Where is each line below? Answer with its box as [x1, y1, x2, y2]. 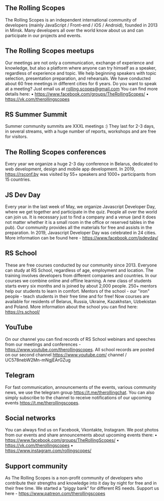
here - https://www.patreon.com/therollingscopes [5, 491, 106, 497]
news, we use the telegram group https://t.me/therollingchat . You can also [5, 389, 155, 395]
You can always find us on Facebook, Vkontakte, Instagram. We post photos [5, 427, 159, 433]
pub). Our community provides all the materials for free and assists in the [5, 225, 153, 231]
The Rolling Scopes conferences [5, 148, 106, 156]
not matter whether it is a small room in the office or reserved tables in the [5, 219, 155, 225]
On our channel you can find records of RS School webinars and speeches [5, 336, 156, 342]
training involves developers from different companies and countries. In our [5, 272, 157, 278]
